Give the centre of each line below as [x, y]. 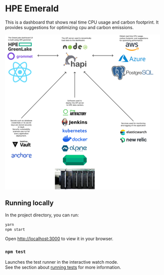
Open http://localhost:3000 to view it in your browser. [59, 239]
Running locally [29, 203]
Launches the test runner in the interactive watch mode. [62, 262]
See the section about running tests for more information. [63, 267]
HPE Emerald [32, 9]
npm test [15, 252]
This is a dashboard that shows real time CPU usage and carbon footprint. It [82, 22]
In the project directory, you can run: [42, 215]
